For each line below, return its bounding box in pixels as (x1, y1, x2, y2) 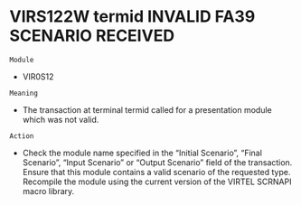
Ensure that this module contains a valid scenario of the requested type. (22, 166, 291, 177)
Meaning (9, 89, 39, 98)
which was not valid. (22, 114, 99, 125)
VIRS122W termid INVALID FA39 (9, 6, 256, 27)
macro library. (22, 185, 75, 196)
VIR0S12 (22, 70, 54, 82)
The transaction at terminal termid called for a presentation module (22, 104, 273, 115)
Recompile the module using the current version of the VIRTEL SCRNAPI (22, 176, 292, 187)
